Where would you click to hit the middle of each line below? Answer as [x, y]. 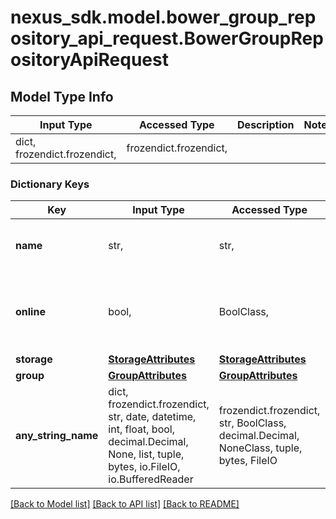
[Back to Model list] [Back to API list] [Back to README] [125, 504]
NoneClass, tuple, [260, 448]
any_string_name [57, 436]
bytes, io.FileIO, [144, 467]
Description [266, 124]
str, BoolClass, [252, 423]
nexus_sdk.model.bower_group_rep [163, 17]
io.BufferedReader [151, 479]
